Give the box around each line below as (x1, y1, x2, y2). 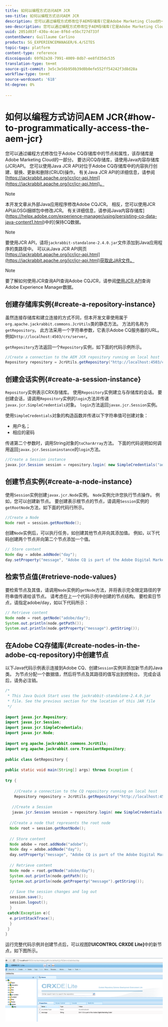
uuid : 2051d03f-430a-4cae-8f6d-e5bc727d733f (5, 29, 99, 35)
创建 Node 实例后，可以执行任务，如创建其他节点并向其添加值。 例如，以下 (5, 530, 156, 536)
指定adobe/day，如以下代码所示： (18, 599, 89, 605)
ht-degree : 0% (5, 82, 35, 87)
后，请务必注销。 (5, 677, 40, 683)
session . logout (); (9, 900, 48, 905)
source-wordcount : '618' (5, 77, 57, 82)
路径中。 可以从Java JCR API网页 (18, 246, 87, 252)
